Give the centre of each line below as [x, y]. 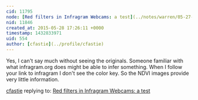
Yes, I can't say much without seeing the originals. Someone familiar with [95, 61]
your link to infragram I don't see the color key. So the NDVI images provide [98, 73]
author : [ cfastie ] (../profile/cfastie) [55, 44]
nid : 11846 [19, 22]
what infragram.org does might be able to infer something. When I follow [94, 67]
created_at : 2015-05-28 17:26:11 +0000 [55, 28]
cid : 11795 [19, 11]
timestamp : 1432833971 [34, 33]
